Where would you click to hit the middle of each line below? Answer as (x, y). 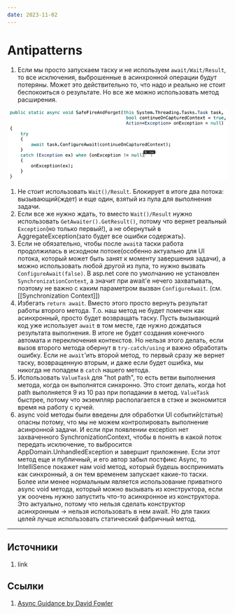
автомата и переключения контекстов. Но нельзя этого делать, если (120, 340)
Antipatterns (45, 50)
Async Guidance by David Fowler (65, 603)
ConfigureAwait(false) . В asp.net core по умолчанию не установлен (118, 274)
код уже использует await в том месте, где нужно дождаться (109, 326)
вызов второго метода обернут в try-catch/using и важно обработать (122, 348)
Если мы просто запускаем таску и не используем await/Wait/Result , (122, 69)
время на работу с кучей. (56, 407)
